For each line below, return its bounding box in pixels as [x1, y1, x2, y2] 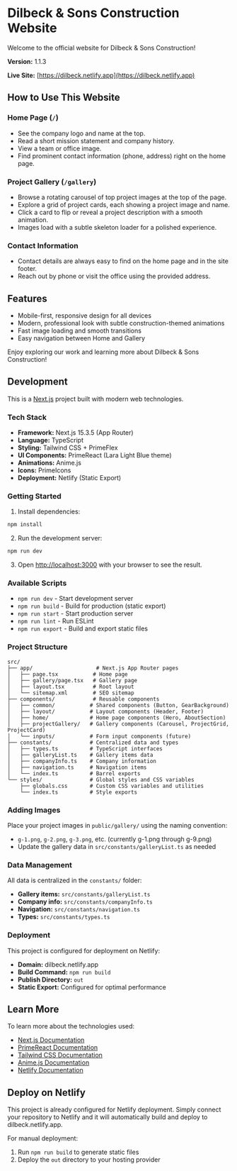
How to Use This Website [7, 91, 120, 104]
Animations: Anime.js [17, 459, 81, 467]
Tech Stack [7, 412, 47, 422]
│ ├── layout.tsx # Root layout [7, 683, 134, 690]
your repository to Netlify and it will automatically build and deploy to [7, 1113, 208, 1121]
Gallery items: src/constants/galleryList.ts [17, 890, 151, 899]
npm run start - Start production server [17, 609, 134, 618]
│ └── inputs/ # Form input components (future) [7, 733, 192, 740]
